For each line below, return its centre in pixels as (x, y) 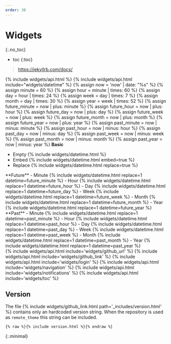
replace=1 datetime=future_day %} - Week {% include (62, 191)
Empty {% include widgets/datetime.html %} (59, 154)
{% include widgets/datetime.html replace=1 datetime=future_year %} (79, 208)
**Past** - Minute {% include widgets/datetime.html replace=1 (72, 213)
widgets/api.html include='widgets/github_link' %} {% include (70, 257)
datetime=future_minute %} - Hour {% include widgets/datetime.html (78, 180)
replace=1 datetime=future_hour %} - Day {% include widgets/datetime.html (86, 186)
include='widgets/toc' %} (32, 278)
